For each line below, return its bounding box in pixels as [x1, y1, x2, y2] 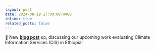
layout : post [5, 7, 32, 12]
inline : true [5, 16, 32, 21]
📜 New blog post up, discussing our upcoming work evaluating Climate [5, 34, 150, 40]
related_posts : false [5, 21, 50, 26]
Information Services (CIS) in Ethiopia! [5, 40, 83, 46]
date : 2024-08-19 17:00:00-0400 [5, 12, 72, 17]
